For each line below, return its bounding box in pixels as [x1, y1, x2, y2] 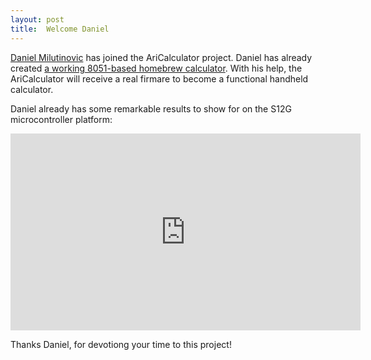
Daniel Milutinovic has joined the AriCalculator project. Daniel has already [10, 51, 313, 63]
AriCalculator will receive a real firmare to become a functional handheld [10, 72, 309, 85]
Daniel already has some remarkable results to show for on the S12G [10, 102, 292, 115]
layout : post [10, 14, 65, 25]
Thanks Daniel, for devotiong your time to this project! [10, 338, 232, 350]
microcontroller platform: [10, 113, 113, 125]
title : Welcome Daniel [10, 24, 110, 34]
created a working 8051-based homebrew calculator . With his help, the [10, 62, 303, 74]
